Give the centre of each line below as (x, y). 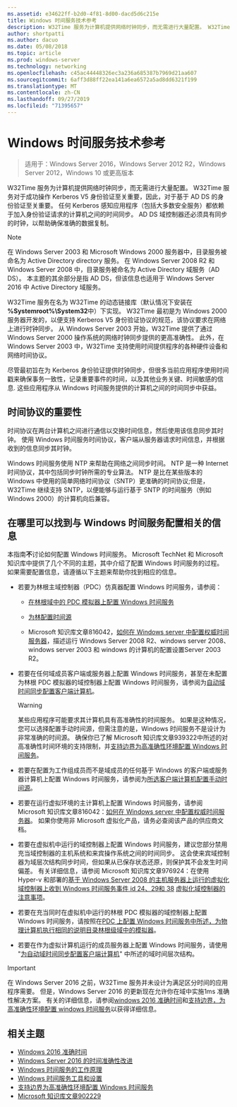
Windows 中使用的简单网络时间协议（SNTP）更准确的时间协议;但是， (108, 480)
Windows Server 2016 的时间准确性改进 (75, 1061)
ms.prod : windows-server (44, 60)
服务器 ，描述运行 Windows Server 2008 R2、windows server (117, 641)
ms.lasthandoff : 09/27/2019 (49, 100)
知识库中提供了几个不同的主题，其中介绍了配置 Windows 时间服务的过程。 (115, 563)
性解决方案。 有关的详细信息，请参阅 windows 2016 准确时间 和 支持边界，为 (116, 1000)
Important (22, 968)
